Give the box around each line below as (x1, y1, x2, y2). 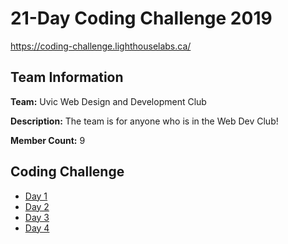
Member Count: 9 (10, 134, 86, 146)
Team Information (10, 69, 124, 86)
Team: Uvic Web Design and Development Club (10, 95, 207, 107)
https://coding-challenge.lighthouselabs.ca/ (10, 40, 192, 52)
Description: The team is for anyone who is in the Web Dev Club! (10, 115, 279, 127)
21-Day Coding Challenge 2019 (10, 7, 273, 30)
